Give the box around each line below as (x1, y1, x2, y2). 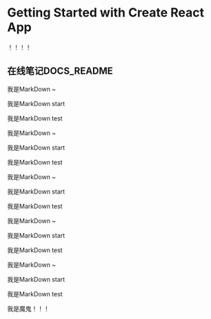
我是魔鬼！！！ (7, 305, 50, 313)
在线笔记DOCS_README (7, 65, 114, 77)
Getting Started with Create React (7, 5, 205, 21)
